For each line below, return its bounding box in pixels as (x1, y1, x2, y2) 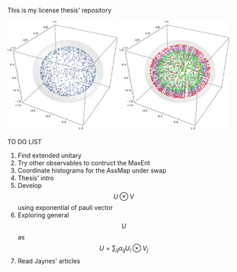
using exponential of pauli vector (17, 203, 113, 211)
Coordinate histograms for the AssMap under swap (17, 166, 167, 175)
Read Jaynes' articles (17, 256, 81, 265)
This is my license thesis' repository (7, 6, 111, 14)
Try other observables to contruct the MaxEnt (17, 159, 150, 167)
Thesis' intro (17, 174, 54, 182)
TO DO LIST (7, 138, 42, 146)
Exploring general (17, 211, 69, 219)
